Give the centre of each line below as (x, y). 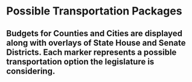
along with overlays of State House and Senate (96, 43)
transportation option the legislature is (80, 61)
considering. (31, 71)
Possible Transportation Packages (94, 11)
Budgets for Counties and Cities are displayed (94, 33)
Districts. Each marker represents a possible (91, 52)
